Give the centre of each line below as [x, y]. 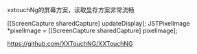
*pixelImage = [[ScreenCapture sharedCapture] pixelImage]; [92, 30]
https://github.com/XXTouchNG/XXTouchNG [70, 44]
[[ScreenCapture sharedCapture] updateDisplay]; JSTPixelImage [98, 23]
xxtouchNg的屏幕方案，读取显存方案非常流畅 [71, 10]
